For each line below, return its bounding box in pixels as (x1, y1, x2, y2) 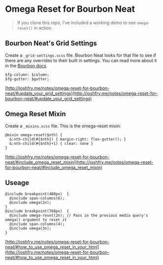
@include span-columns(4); (9, 222, 65, 227)
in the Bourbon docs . (5, 62, 48, 68)
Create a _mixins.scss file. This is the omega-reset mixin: (5, 123, 121, 129)
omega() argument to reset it (5, 217, 67, 222)
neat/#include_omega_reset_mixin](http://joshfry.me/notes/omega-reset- (5, 159, 154, 165)
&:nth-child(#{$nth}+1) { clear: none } (9, 141, 93, 146)
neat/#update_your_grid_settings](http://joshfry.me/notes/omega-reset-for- (5, 90, 158, 96)
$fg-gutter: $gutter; (5, 76, 50, 82)
